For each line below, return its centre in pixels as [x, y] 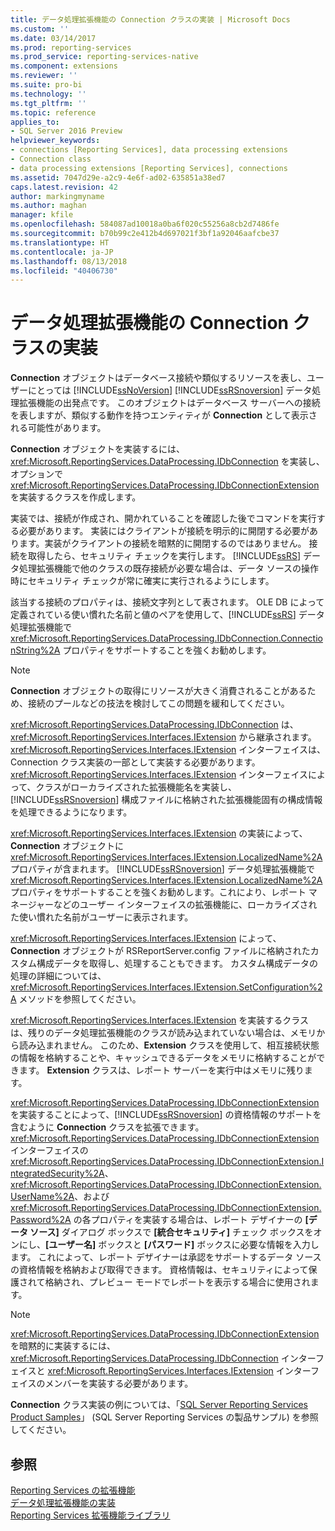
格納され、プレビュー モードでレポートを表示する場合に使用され [177, 1282]
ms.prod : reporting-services [71, 47]
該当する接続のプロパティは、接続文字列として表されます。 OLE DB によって [167, 602]
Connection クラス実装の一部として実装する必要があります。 [135, 762]
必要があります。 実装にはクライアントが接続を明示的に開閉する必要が [164, 531]
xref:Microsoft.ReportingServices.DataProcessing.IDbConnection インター [163, 1358]
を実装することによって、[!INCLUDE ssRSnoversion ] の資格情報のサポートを [166, 1115]
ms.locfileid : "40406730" [64, 271]
